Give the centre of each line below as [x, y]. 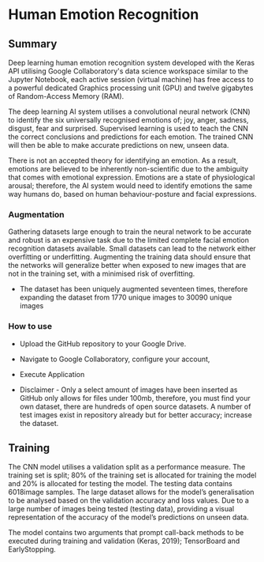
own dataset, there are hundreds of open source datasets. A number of [135, 406]
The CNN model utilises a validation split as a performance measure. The [127, 467]
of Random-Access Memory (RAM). [66, 96]
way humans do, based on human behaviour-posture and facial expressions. [132, 194]
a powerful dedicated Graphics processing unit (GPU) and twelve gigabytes [131, 88]
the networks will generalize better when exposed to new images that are [127, 266]
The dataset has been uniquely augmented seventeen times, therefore [134, 289]
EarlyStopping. [32, 549]
